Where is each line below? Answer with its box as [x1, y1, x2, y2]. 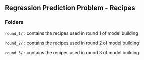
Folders [5, 19, 24, 26]
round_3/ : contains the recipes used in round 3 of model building [5, 49, 139, 55]
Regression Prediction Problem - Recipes [5, 4, 136, 12]
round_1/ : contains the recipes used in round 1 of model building [5, 30, 138, 36]
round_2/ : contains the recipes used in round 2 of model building [5, 40, 139, 46]
